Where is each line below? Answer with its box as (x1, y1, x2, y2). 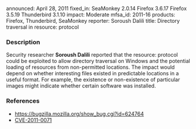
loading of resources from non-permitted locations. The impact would (6, 64, 175, 71)
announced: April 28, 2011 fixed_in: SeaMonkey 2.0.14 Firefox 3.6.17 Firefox (6, 5, 187, 12)
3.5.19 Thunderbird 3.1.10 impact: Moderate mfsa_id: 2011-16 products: (6, 11, 175, 18)
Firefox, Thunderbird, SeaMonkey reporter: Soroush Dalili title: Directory (6, 18, 180, 24)
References (6, 97, 40, 105)
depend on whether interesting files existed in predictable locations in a (6, 70, 179, 77)
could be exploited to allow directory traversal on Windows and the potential (6, 58, 191, 65)
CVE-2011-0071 (14, 116, 52, 123)
